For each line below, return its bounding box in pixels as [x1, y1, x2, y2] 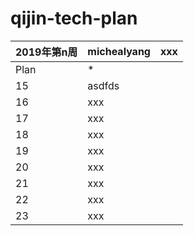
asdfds [87, 78, 120, 92]
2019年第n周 [15, 45, 78, 59]
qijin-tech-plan [10, 7, 138, 30]
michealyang [87, 44, 151, 58]
